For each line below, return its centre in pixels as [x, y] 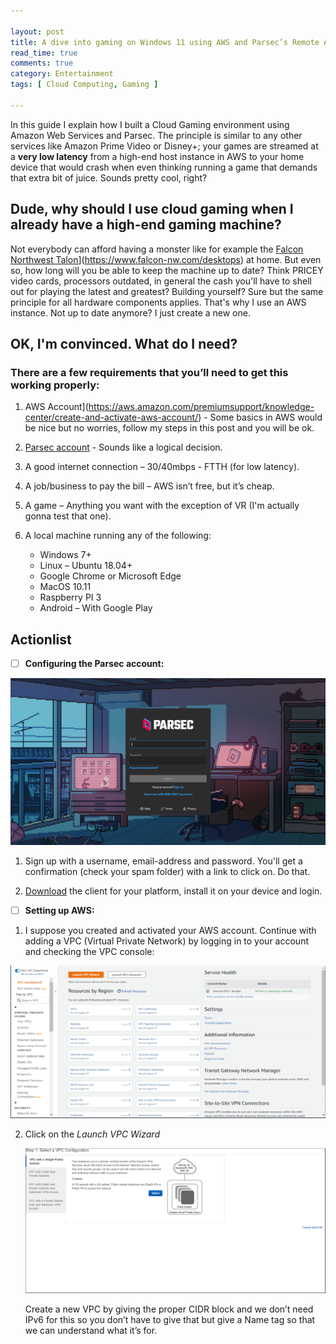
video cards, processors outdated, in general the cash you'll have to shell [161, 281]
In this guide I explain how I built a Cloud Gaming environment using [150, 124]
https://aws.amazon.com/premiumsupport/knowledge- [201, 407]
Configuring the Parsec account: [94, 664]
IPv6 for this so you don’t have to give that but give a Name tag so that [170, 1320]
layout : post [37, 31]
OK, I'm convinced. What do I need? [124, 343]
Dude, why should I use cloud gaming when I [152, 209]
